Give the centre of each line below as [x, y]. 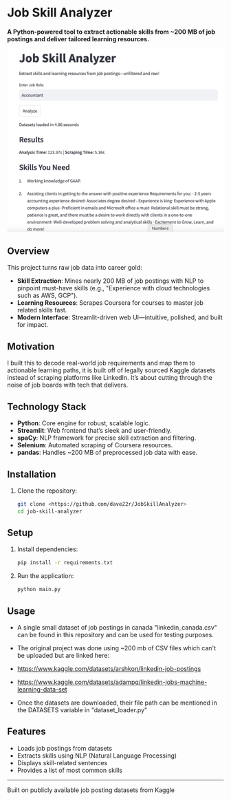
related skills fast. [42, 310]
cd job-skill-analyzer [49, 511]
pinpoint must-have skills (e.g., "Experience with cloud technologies [113, 288]
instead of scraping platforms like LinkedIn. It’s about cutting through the [110, 378]
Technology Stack [47, 406]
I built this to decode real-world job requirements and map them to [101, 363]
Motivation [31, 346]
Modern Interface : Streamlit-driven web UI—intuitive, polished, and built [120, 317]
